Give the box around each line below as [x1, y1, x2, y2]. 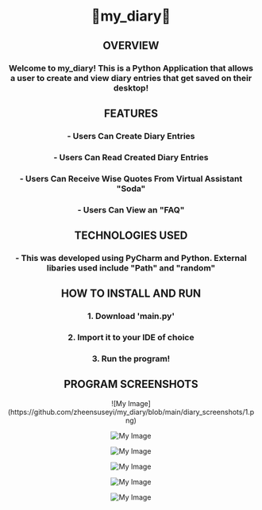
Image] [128, 398, 151, 408]
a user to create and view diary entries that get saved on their [10, 72, 252, 83]
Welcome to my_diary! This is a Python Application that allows [8, 63, 254, 74]
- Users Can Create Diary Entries [67, 130, 195, 141]
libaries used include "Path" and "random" [46, 262, 216, 273]
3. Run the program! [91, 353, 171, 364]
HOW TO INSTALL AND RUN [60, 287, 202, 301]
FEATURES [103, 106, 159, 120]
